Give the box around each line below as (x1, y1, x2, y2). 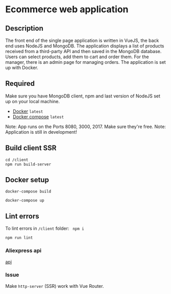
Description (5, 24, 43, 33)
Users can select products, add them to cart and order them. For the (5, 54, 149, 60)
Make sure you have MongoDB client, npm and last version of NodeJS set (5, 93, 161, 99)
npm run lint (5, 235, 33, 240)
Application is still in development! (5, 129, 78, 135)
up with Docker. (5, 65, 38, 70)
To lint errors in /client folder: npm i (5, 226, 84, 232)
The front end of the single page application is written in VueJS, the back (5, 37, 159, 43)
